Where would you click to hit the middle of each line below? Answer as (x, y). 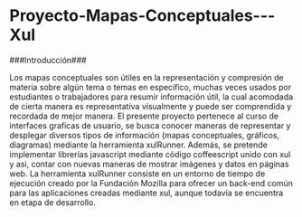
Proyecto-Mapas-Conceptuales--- (142, 16)
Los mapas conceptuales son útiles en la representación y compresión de (146, 77)
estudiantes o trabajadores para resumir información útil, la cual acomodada (151, 97)
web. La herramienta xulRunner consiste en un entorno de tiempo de (137, 174)
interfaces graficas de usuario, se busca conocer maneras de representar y (150, 125)
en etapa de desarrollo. (53, 202)
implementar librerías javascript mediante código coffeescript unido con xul (150, 154)
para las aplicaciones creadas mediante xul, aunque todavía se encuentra (146, 193)
